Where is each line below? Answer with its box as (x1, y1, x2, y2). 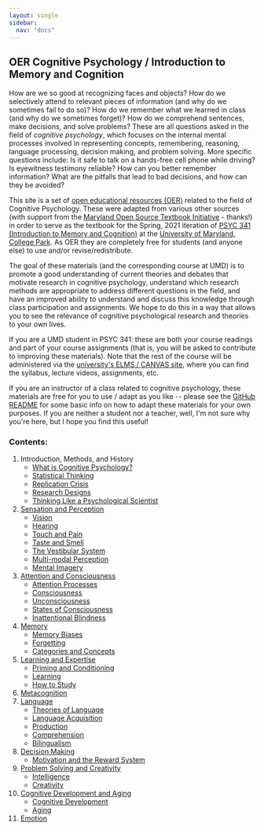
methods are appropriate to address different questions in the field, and (9, 286, 240, 296)
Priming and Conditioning (31, 663, 115, 673)
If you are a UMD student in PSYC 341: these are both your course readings (9, 335, 254, 345)
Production (31, 721, 68, 732)
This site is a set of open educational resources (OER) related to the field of (9, 196, 253, 205)
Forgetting (31, 638, 66, 647)
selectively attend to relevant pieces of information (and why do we (9, 97, 227, 106)
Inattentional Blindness (31, 613, 106, 622)
